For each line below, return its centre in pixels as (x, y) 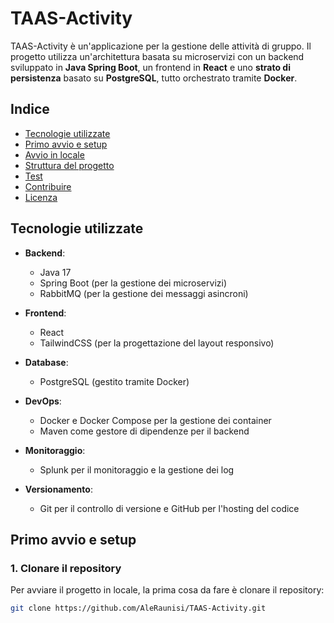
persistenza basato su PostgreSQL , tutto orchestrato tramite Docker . (154, 78)
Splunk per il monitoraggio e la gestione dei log (137, 469)
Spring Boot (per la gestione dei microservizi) (133, 283)
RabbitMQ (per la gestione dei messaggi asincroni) (144, 293)
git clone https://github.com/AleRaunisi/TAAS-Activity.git (138, 608)
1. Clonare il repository (66, 568)
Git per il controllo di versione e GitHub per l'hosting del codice (169, 508)
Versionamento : (58, 489)
